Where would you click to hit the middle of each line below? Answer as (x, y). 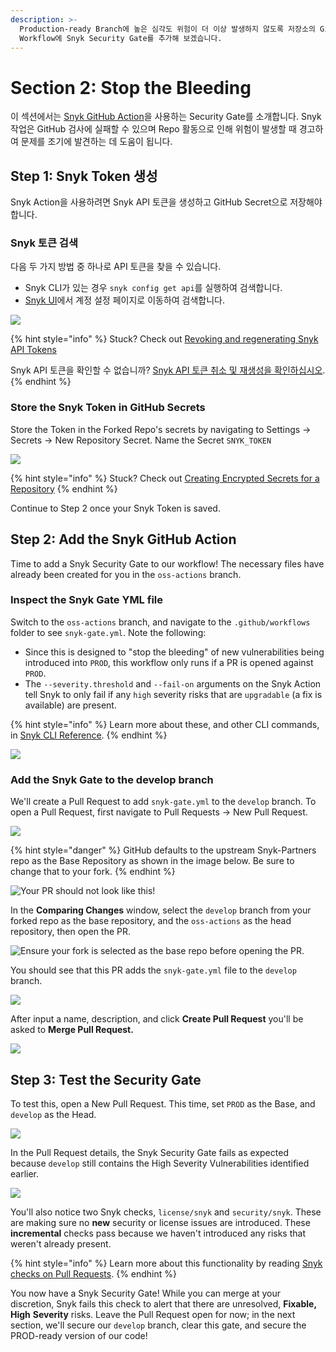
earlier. (25, 1173)
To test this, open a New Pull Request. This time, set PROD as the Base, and (163, 1103)
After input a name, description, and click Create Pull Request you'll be (157, 1019)
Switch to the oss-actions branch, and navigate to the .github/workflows (160, 622)
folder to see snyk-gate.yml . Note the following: (108, 632)
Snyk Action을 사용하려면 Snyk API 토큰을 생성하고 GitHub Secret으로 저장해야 (166, 202)
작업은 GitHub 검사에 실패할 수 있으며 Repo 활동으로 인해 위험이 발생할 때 (153, 129)
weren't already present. (61, 1243)
